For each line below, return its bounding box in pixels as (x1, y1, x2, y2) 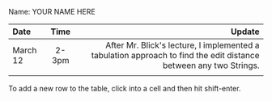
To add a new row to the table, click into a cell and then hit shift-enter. (8, 84, 241, 93)
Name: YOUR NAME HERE (8, 7, 96, 16)
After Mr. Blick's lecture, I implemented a (104, 40, 260, 51)
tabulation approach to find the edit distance (91, 50, 260, 61)
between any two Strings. (162, 60, 260, 71)
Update (230, 26, 260, 37)
